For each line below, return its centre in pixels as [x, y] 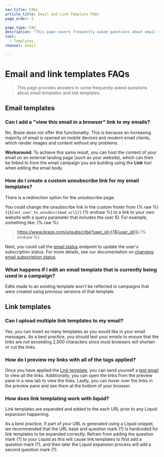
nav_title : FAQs [21, 10]
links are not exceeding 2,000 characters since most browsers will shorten [80, 342]
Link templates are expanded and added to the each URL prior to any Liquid [81, 409]
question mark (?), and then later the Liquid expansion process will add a [78, 444]
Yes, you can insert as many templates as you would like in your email [75, 331]
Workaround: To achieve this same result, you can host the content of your [81, 152]
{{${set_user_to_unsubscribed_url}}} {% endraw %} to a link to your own [80, 212]
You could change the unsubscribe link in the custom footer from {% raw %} [82, 207]
